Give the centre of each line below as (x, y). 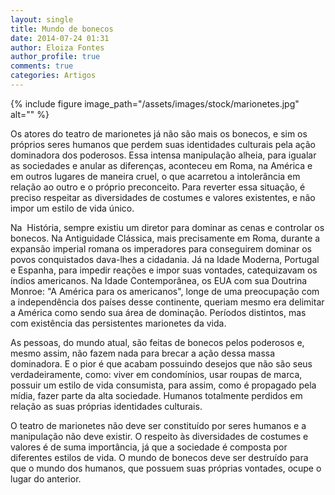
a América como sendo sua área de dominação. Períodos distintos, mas (158, 312)
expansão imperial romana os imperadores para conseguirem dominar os (161, 248)
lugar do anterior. (46, 478)
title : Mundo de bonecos (62, 29)
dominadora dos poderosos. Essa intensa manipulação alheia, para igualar (163, 155)
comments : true (42, 66)
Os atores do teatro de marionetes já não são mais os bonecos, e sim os (159, 133)
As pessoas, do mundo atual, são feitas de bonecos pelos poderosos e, (157, 342)
